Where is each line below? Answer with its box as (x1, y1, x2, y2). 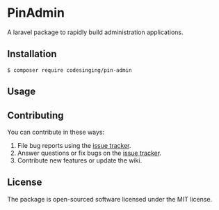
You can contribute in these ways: (7, 128, 105, 136)
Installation (7, 48, 57, 60)
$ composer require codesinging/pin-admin (7, 66, 132, 74)
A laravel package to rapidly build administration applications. (7, 28, 184, 36)
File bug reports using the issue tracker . (17, 141, 131, 149)
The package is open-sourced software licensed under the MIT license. (7, 195, 213, 203)
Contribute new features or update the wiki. (17, 156, 143, 165)
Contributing (7, 110, 64, 121)
